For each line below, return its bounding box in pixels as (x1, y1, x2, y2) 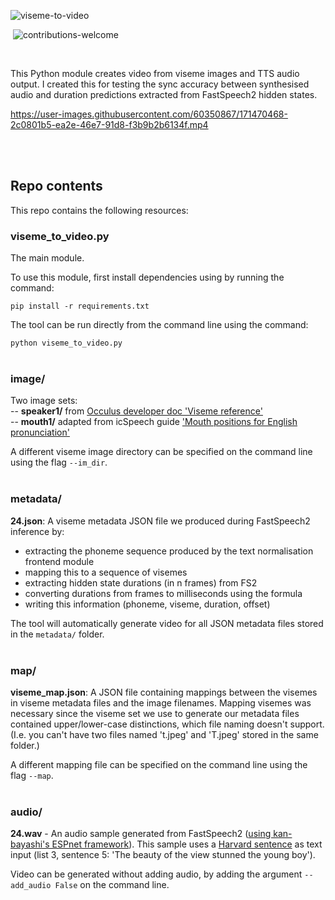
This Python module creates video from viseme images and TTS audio (10, 68, 300, 79)
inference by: (10, 525, 65, 537)
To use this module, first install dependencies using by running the (10, 271, 285, 284)
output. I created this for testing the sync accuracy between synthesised (10, 78, 310, 90)
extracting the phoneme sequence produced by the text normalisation (24, 545, 314, 557)
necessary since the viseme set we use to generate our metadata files (10, 708, 300, 719)
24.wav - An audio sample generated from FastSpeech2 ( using (10, 828, 272, 840)
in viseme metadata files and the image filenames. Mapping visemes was (10, 697, 312, 709)
